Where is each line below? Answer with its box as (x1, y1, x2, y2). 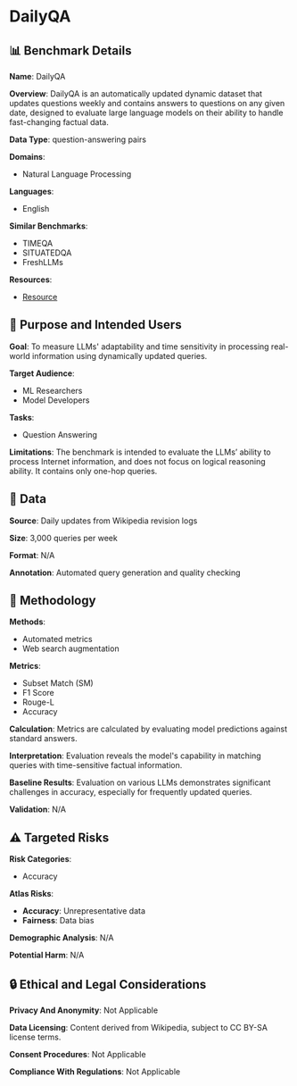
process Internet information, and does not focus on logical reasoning (9, 455, 266, 466)
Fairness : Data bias (21, 915, 95, 926)
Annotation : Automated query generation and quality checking (9, 567, 241, 578)
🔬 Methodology (9, 593, 96, 608)
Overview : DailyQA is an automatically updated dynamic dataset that (9, 88, 263, 99)
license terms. (9, 1032, 62, 1042)
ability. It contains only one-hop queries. (9, 465, 158, 476)
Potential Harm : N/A (9, 949, 85, 961)
